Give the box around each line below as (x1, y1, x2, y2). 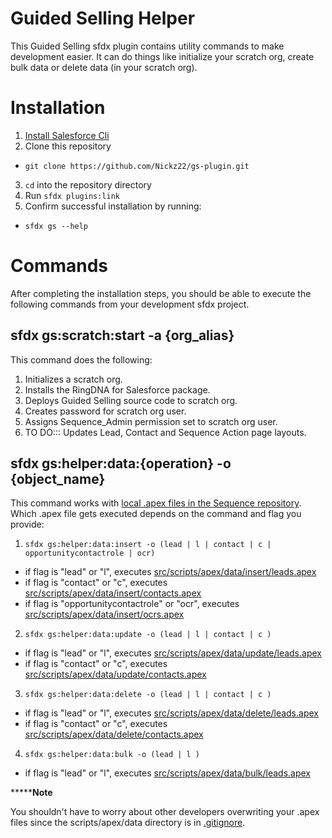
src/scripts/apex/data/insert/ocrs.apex (24, 608, 185, 621)
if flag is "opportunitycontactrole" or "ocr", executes (24, 598, 240, 610)
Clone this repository (24, 140, 112, 152)
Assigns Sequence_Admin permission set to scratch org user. (24, 415, 278, 427)
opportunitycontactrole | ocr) (24, 548, 156, 559)
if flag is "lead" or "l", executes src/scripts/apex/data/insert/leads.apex (24, 566, 317, 578)
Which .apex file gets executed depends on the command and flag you (10, 508, 302, 520)
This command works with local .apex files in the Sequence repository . (10, 497, 302, 509)
